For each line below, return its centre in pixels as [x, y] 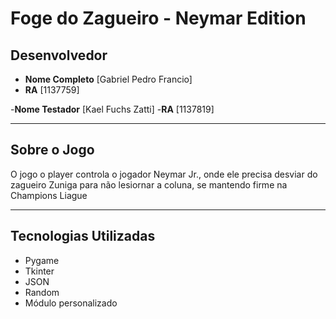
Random [42, 292]
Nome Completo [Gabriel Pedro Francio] [108, 79]
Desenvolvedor [59, 55]
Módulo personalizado [71, 303]
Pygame [42, 260]
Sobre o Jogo [52, 150]
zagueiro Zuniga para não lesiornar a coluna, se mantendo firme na [149, 184]
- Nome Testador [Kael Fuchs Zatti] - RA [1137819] [112, 109]
